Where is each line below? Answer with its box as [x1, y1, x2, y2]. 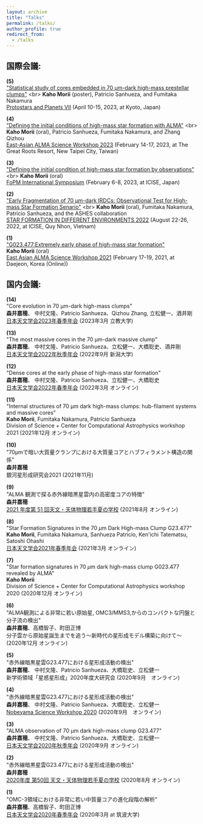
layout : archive [6, 9, 47, 15]
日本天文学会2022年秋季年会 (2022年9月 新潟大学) [6, 350, 134, 358]
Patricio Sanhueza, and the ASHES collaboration [6, 209, 127, 217]
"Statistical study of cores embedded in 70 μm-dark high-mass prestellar [6, 84, 190, 91]
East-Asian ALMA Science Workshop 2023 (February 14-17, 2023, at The [6, 141, 188, 148]
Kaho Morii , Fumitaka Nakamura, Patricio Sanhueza [6, 415, 136, 423]
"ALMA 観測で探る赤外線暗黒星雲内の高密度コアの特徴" [6, 490, 145, 498]
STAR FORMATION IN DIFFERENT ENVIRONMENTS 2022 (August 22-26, [6, 216, 188, 223]
